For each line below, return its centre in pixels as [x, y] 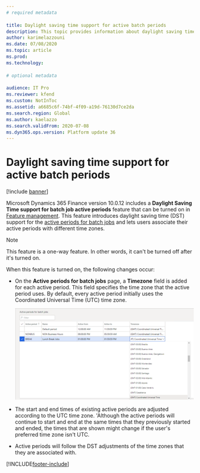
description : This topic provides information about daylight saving [94, 32]
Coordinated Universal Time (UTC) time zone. [71, 300]
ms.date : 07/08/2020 [32, 44]
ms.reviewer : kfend [30, 95]
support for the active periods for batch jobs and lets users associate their [97, 222]
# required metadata [32, 13]
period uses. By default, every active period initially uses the [89, 294]
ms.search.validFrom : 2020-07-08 [48, 126]
